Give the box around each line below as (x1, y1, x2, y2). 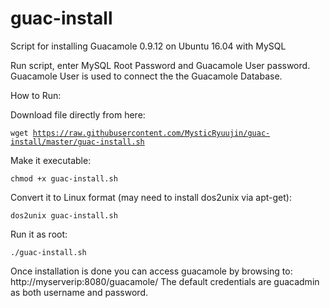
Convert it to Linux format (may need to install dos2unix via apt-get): (10, 191, 292, 203)
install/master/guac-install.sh (10, 137, 145, 147)
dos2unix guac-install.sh (10, 210, 118, 221)
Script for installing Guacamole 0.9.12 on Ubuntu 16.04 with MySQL (10, 40, 287, 52)
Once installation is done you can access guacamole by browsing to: (10, 265, 293, 277)
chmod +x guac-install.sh (10, 173, 118, 184)
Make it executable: (10, 154, 92, 166)
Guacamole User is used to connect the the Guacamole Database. (10, 70, 283, 82)
